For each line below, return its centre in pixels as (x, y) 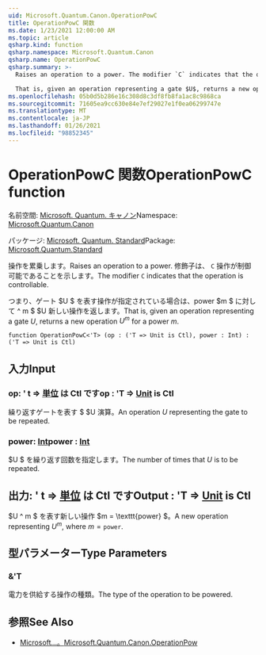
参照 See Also (41, 622)
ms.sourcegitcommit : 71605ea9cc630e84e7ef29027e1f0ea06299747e (115, 104)
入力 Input (32, 368)
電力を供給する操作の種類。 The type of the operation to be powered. (121, 595)
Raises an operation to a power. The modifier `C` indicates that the (134, 75)
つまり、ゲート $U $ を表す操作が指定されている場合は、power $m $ (121, 301)
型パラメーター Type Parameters (88, 553)
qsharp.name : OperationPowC (55, 60)
